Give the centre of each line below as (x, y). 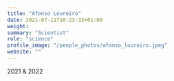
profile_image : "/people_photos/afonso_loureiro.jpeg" (87, 45)
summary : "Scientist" (38, 33)
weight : (18, 26)
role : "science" (30, 39)
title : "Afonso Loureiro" (44, 13)
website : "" (24, 52)
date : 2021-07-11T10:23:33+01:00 (55, 20)
